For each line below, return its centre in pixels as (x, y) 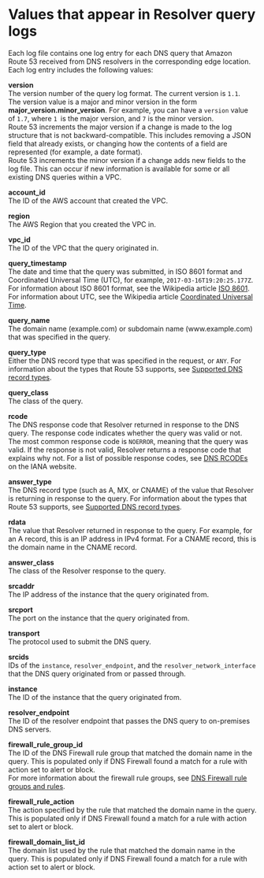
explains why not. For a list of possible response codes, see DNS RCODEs (128, 458)
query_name (29, 320)
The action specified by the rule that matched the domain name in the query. (132, 809)
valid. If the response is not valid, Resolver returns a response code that (125, 450)
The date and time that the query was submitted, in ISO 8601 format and (125, 271)
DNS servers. (30, 729)
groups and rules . (37, 786)
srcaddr (22, 586)
